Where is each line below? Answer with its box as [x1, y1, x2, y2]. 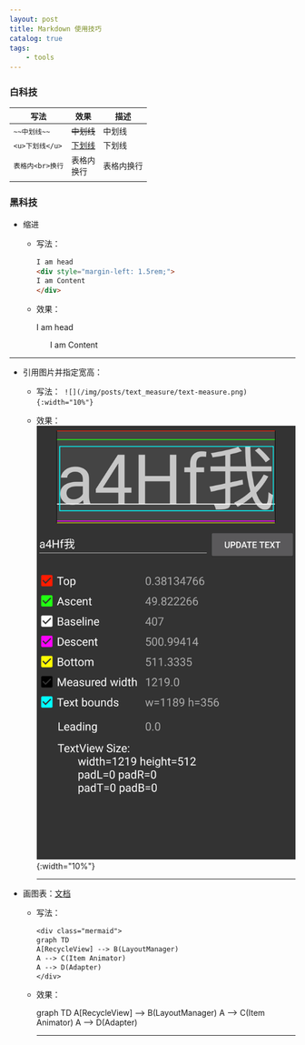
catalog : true [9, 34, 64, 43]
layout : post [9, 15, 59, 24]
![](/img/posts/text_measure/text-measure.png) [64, 387, 248, 397]
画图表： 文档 [22, 888, 71, 899]
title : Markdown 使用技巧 [9, 24, 103, 34]
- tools [25, 53, 54, 63]
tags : [9, 44, 30, 53]
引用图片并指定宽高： [22, 367, 103, 377]
